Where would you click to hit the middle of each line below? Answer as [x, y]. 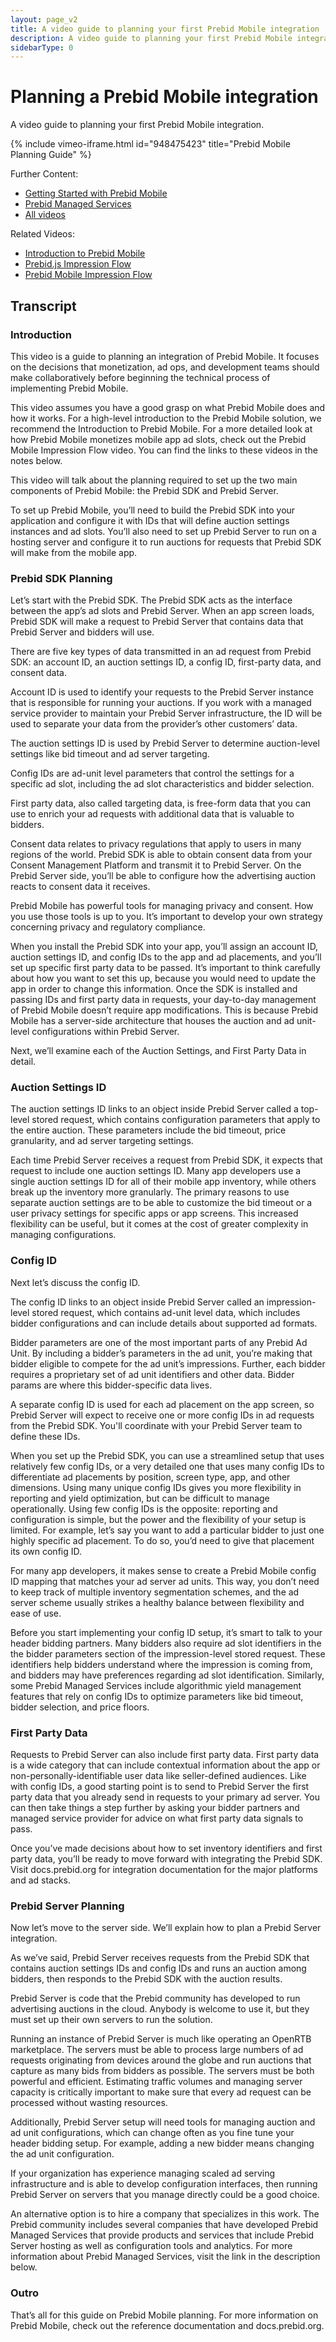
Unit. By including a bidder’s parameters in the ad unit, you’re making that [161, 1353]
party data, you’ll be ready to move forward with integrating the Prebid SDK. [166, 1859]
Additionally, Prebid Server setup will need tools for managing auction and [163, 2122]
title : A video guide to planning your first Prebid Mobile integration [165, 29]
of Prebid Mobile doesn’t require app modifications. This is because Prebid [164, 1010]
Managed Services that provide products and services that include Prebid [162, 2235]
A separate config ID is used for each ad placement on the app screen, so [162, 1404]
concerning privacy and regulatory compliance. [108, 927]
